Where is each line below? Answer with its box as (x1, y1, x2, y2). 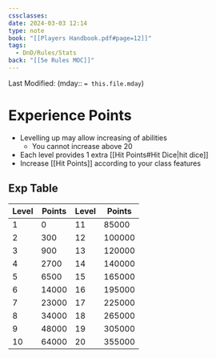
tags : (8, 42, 26, 50)
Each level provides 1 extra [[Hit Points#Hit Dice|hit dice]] (19, 150, 209, 159)
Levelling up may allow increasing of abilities (19, 133, 168, 143)
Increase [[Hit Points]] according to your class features (19, 158, 202, 168)
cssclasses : (8, 11, 48, 20)
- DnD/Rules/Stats (15, 49, 78, 57)
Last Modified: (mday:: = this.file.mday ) (8, 78, 145, 88)
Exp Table (8, 182, 58, 195)
